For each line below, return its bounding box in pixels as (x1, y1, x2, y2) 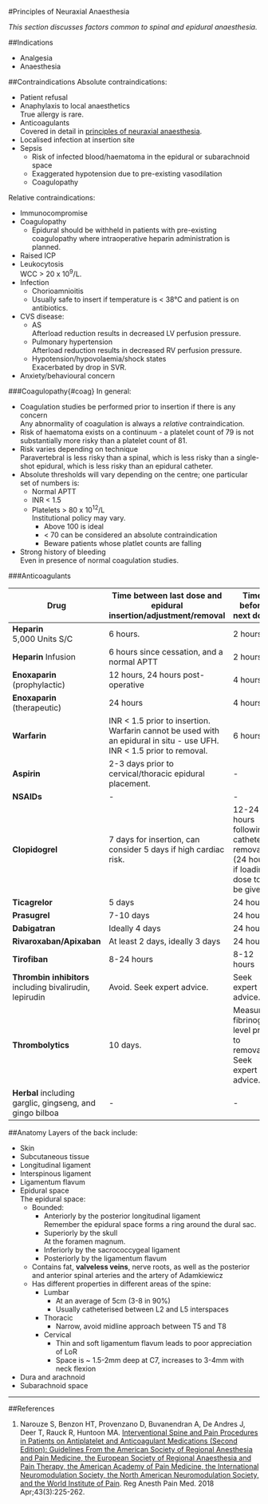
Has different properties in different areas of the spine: (31, 1279, 211, 1288)
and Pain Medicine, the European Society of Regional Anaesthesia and (19, 1453, 251, 1463)
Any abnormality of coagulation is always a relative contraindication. (19, 418, 245, 428)
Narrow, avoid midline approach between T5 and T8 (55, 1321, 227, 1332)
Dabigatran (12, 923, 56, 934)
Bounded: (31, 1203, 65, 1213)
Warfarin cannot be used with (108, 726, 219, 737)
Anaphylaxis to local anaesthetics (19, 101, 130, 110)
